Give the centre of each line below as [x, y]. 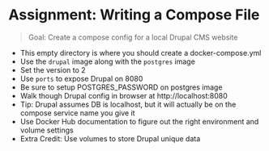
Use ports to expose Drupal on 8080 [81, 78]
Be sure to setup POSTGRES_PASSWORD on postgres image [121, 87]
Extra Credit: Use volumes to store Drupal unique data [110, 138]
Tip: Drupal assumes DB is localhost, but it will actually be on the [128, 104]
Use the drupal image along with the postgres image [108, 61]
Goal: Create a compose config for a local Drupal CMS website [133, 37]
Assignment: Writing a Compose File [134, 15]
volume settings [47, 130]
